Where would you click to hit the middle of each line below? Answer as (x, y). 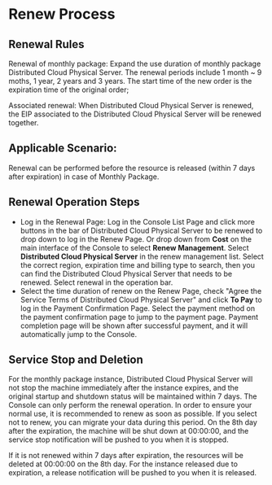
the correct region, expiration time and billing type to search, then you (137, 264)
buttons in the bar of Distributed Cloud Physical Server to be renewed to (141, 230)
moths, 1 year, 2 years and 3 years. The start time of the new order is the (130, 81)
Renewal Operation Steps (74, 202)
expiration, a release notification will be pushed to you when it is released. (133, 473)
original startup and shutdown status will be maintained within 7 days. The (133, 396)
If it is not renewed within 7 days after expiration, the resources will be (126, 456)
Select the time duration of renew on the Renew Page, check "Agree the (141, 291)
